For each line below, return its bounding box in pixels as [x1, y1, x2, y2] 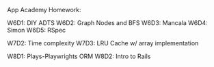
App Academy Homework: [7, 6, 81, 14]
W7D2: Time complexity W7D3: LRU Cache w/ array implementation [7, 39, 199, 47]
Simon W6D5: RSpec [7, 26, 66, 34]
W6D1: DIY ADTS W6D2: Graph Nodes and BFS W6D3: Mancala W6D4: [7, 19, 209, 26]
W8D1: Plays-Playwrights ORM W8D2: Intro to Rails [7, 52, 151, 60]
